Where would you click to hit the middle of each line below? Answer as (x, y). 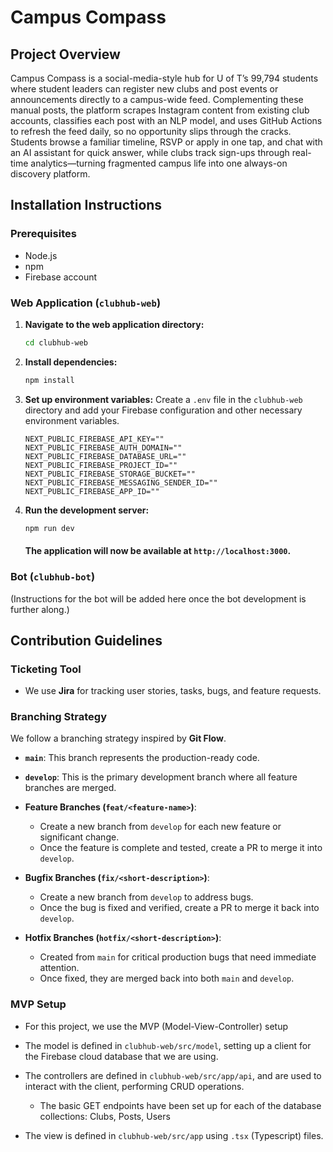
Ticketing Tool (46, 669)
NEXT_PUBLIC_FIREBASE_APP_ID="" (92, 491)
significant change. (79, 837)
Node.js (41, 255)
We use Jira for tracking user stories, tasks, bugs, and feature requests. (173, 691)
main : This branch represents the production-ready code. (142, 758)
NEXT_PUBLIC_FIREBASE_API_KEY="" (94, 439)
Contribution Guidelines (86, 640)
